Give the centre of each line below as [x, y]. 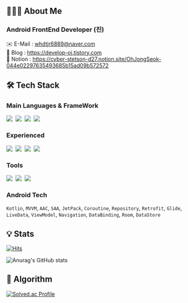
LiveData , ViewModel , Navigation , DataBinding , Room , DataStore [84, 215]
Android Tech [27, 195]
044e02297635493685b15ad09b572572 [57, 65]
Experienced [26, 136]
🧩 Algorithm [30, 280]
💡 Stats [20, 234]
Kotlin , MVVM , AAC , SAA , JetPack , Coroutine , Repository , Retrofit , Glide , [94, 208]
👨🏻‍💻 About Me [34, 11]
